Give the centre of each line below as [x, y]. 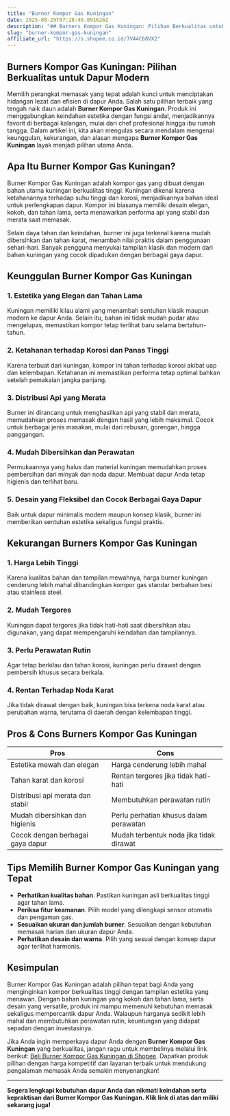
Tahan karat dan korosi [47, 781]
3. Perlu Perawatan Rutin [49, 650]
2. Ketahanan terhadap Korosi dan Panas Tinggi [88, 351]
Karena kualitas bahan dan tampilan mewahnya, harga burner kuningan [107, 578]
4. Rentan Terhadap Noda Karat [61, 690]
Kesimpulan [33, 968]
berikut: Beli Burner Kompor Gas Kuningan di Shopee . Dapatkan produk [108, 1056]
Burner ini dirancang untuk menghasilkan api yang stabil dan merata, [104, 413]
